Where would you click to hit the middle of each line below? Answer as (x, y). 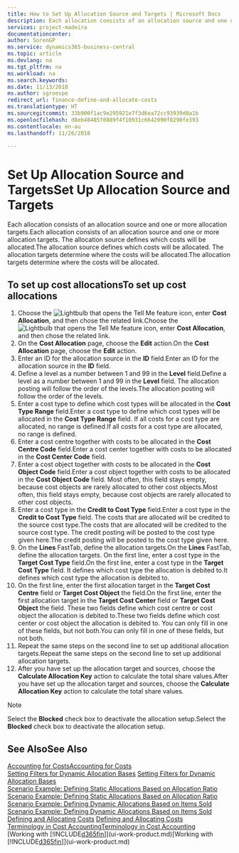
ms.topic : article (34, 54)
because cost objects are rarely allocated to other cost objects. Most (118, 487)
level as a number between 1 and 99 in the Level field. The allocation (118, 381)
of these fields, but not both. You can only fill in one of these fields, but (121, 631)
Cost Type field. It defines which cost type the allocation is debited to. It (122, 570)
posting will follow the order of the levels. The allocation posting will (116, 389)
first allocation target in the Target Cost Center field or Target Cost (116, 601)
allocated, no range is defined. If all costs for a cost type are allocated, (120, 426)
